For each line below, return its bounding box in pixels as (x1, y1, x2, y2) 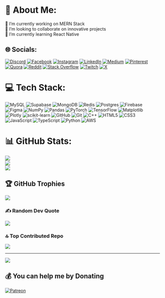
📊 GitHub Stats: (5, 135, 72, 147)
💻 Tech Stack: (5, 82, 66, 93)
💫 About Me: (5, 4, 57, 16)
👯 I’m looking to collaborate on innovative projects (5, 26, 107, 32)
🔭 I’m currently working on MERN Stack (5, 21, 85, 27)
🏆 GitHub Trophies (5, 180, 65, 188)
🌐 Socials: (5, 45, 37, 54)
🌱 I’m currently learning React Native (5, 31, 80, 37)
